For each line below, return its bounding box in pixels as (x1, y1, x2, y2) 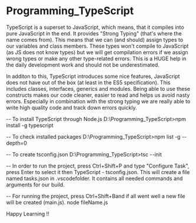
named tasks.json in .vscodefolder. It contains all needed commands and (6, 175, 183, 182)
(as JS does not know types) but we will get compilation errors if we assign (6, 48, 188, 55)
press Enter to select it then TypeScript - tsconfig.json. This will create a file (6, 168, 190, 175)
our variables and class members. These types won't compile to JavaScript (6, 42, 189, 50)
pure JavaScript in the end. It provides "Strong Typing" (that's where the (6, 29, 182, 37)
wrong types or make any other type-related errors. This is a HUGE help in (6, 55, 187, 62)
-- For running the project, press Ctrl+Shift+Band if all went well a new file (6, 192, 185, 199)
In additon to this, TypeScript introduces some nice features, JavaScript (6, 73, 180, 80)
